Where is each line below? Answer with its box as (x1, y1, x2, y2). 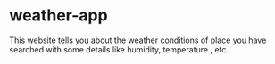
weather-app (9, 5, 109, 26)
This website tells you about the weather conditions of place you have (9, 35, 267, 45)
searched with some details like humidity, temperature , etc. (9, 44, 229, 54)
